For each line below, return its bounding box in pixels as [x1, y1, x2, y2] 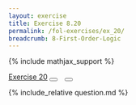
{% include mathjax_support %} [8, 57, 115, 66]
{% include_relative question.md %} [8, 88, 129, 98]
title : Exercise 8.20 [8, 19, 82, 27]
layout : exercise [8, 11, 67, 20]
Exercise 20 [8, 72, 49, 82]
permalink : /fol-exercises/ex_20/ [8, 27, 125, 35]
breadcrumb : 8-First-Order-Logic [8, 34, 121, 43]
